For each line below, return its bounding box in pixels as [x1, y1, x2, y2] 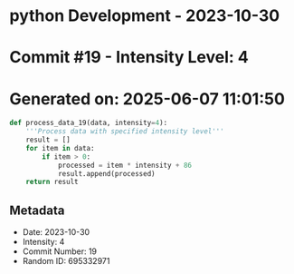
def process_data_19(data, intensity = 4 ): [9, 119, 168, 128]
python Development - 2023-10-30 [9, 5, 280, 26]
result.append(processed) [57, 169, 156, 178]
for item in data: [25, 143, 95, 152]
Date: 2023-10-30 [22, 227, 90, 238]
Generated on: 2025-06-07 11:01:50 [9, 88, 285, 109]
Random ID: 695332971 [22, 256, 110, 267]
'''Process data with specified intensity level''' [25, 127, 224, 136]
